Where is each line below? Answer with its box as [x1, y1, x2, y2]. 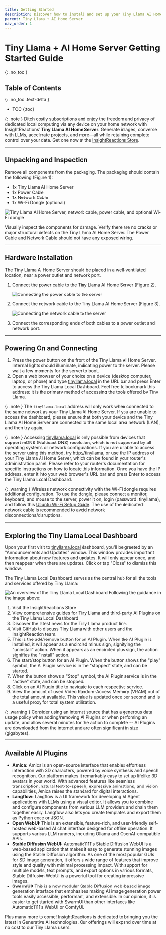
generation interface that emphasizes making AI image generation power [12, 888, 161, 894]
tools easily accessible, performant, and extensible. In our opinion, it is [12, 894, 156, 900]
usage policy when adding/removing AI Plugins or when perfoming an [5, 714, 147, 720]
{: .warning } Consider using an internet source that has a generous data [5, 709, 153, 715]
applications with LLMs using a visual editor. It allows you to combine [12, 799, 153, 805]
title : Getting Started [5, 7, 54, 12]
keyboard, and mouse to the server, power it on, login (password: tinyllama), [5, 496, 161, 502]
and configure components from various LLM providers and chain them [12, 804, 158, 810]
